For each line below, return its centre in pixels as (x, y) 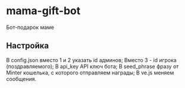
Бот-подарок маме (30, 27)
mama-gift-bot (43, 11)
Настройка (28, 46)
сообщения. (21, 79)
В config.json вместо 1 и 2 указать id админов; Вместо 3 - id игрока (91, 60)
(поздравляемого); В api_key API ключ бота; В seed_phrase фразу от (92, 66)
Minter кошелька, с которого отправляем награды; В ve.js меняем (90, 73)
